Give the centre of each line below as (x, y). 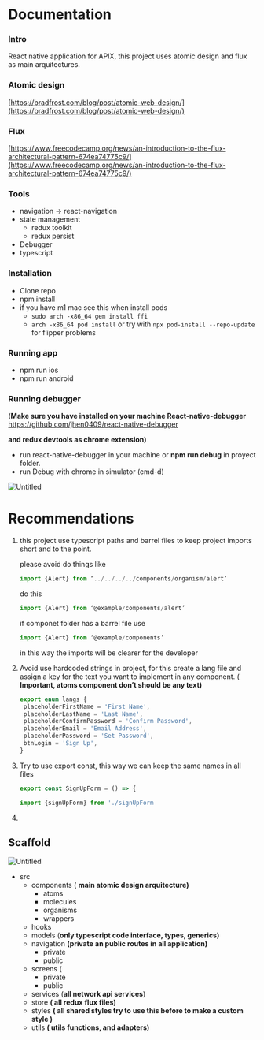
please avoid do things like (62, 565)
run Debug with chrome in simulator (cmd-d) (92, 472)
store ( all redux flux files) (73, 1002)
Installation (30, 274)
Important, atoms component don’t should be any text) (111, 684)
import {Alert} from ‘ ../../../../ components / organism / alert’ (123, 579)
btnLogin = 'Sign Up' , (60, 744)
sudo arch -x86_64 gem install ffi (89, 316)
